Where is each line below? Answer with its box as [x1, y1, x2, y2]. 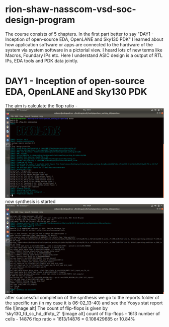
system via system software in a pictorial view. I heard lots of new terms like [5, 47, 162, 53]
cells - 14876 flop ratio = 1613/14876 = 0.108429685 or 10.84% [5, 316, 135, 322]
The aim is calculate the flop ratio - [5, 102, 78, 109]
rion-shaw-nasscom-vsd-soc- [5, 4, 137, 15]
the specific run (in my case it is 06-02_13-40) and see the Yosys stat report [5, 300, 163, 306]
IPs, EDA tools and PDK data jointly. [5, 57, 79, 63]
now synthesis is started [5, 199, 56, 205]
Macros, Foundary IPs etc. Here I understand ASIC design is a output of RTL [5, 52, 163, 58]
